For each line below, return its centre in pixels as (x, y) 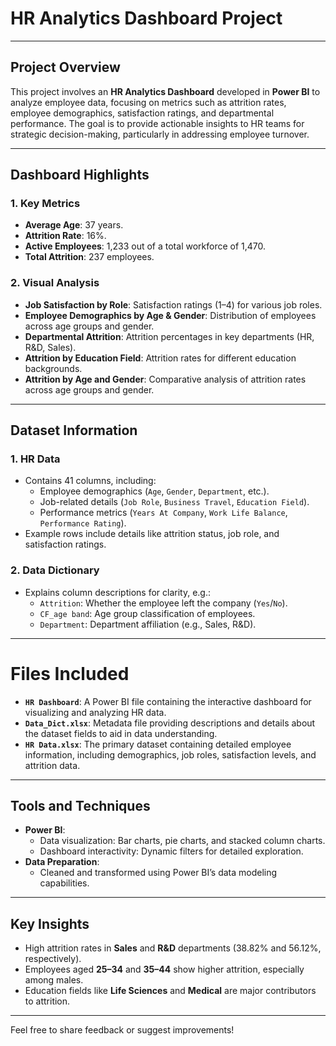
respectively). (53, 959)
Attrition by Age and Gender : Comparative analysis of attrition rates (165, 379)
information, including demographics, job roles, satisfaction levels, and (170, 754)
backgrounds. (53, 368)
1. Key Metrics (45, 204)
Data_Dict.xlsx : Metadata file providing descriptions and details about (170, 723)
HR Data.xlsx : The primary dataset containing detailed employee (158, 744)
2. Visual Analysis (55, 283)
